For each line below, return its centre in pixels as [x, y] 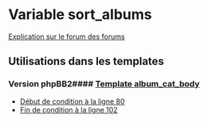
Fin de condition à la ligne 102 [69, 109]
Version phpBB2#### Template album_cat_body [104, 84]
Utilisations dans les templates [86, 61]
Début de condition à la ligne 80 [72, 101]
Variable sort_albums [80, 15]
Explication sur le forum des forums [67, 36]
